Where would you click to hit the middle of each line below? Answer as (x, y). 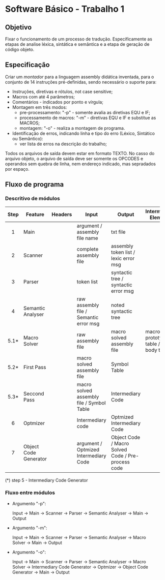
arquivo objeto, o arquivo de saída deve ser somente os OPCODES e (74, 158)
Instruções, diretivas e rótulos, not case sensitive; (62, 92)
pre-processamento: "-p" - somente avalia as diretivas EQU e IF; (85, 112)
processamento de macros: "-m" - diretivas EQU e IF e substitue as (88, 118)
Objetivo (18, 27)
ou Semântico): (27, 138)
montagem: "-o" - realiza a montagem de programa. (72, 128)
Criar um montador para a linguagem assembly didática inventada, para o (80, 77)
